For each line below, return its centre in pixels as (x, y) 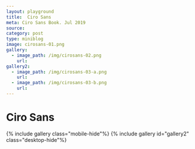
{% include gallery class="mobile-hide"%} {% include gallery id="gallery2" (97, 134)
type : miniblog (25, 39)
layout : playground (30, 11)
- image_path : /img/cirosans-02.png (56, 55)
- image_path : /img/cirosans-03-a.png (59, 72)
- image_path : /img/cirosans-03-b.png (59, 83)
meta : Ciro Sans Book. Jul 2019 (46, 22)
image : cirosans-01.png (35, 45)
